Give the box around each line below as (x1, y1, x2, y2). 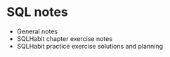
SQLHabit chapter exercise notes (16, 34, 113, 42)
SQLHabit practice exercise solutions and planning (16, 42, 163, 50)
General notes (16, 27, 58, 35)
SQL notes (6, 4, 68, 20)
